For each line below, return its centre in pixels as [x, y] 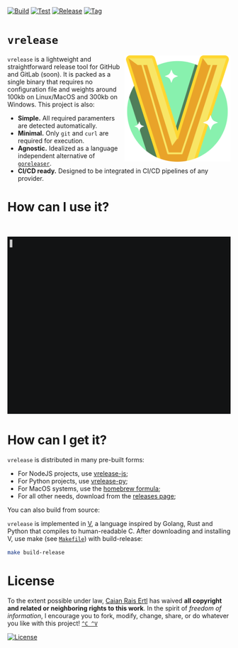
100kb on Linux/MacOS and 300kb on [63, 96]
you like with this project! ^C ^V [52, 623]
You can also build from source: [54, 510]
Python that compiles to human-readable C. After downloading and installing [119, 531]
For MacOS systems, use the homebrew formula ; [89, 488]
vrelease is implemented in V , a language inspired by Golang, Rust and [110, 523]
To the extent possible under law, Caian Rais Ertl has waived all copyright [115, 600]
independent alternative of [56, 155]
